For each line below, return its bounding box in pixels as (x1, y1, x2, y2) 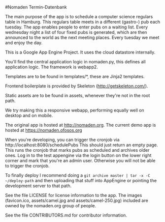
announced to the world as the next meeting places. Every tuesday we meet (5, 34, 160, 40)
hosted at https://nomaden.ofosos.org (5, 127, 82, 133)
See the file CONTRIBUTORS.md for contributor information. (5, 212, 127, 218)
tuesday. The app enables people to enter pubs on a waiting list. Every (5, 24, 148, 30)
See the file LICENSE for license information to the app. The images (5, 193, 142, 198)
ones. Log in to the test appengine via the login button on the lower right (5, 152, 152, 158)
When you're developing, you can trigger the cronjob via (5, 137, 120, 142)
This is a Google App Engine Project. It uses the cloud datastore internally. (5, 49, 156, 55)
